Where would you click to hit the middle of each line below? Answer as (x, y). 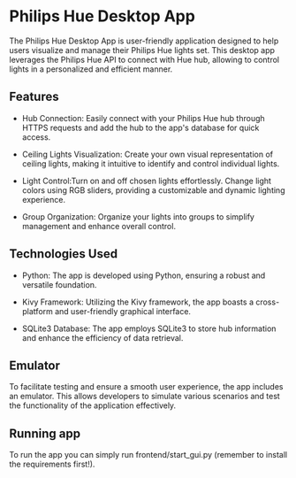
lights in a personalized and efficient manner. (91, 69)
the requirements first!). (52, 464)
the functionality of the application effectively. (93, 405)
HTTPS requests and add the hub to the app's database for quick (140, 127)
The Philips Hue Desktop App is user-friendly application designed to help (144, 41)
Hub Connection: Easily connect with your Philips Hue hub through (143, 118)
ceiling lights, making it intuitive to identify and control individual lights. (151, 163)
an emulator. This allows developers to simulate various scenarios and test (144, 397)
